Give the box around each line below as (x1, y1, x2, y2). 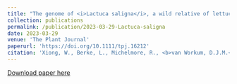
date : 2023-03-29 (7, 29, 59, 37)
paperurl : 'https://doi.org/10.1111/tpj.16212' (7, 43, 150, 50)
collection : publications (7, 17, 83, 24)
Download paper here (7, 68, 71, 77)
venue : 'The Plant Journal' (7, 36, 90, 43)
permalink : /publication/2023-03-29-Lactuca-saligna (7, 23, 166, 30)
